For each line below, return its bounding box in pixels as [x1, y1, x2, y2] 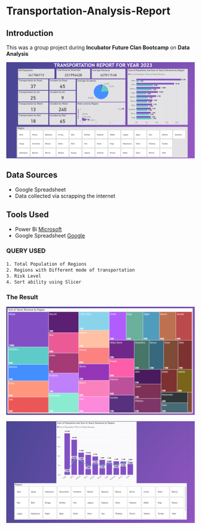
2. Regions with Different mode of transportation [6, 267, 135, 273]
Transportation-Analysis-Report [6, 4, 170, 18]
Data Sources [6, 170, 58, 180]
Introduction [6, 28, 54, 38]
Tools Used [6, 209, 49, 220]
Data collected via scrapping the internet [14, 192, 115, 199]
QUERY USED [6, 247, 46, 255]
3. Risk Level [6, 273, 42, 279]
